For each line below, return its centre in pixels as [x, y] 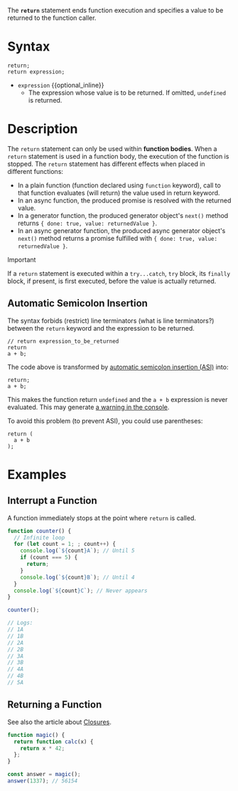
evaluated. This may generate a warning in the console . [88, 407]
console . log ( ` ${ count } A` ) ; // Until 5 [77, 551]
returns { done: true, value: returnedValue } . [87, 223]
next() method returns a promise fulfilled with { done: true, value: [118, 238]
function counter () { [39, 531]
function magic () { [36, 735]
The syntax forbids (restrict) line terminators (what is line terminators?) [111, 321]
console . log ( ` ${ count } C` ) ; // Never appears [81, 591]
